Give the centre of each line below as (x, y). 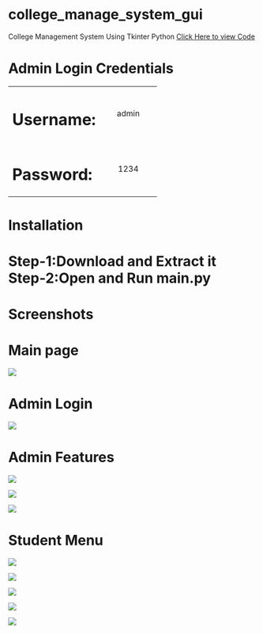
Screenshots (51, 314)
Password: (53, 174)
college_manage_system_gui (105, 15)
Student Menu (56, 540)
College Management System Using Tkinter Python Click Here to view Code (131, 36)
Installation (46, 225)
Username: (54, 120)
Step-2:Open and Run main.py (110, 278)
